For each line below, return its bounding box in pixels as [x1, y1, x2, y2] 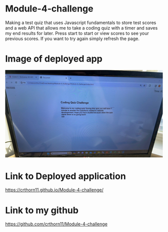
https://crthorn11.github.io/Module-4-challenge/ [5, 187, 103, 193]
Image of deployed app [5, 53, 102, 65]
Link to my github [5, 204, 79, 216]
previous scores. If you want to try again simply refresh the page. [5, 36, 140, 42]
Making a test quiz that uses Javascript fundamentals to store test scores [5, 20, 156, 26]
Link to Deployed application [5, 170, 126, 182]
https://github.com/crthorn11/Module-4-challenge [5, 221, 107, 227]
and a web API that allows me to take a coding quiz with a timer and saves [5, 25, 158, 31]
